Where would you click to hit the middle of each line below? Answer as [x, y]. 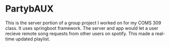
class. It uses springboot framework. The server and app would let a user [82, 28]
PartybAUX [30, 9]
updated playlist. [33, 39]
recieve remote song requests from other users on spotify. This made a [80, 33]
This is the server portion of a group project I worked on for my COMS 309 [83, 23]
